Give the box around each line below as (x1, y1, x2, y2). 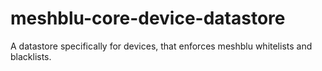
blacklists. (10, 50, 52, 62)
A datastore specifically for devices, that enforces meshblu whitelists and (10, 40, 313, 52)
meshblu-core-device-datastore (10, 7, 286, 30)
